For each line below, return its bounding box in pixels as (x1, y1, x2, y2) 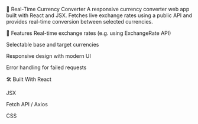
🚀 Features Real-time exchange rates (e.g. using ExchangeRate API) (6, 30, 171, 37)
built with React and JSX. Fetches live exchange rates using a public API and (6, 12, 193, 19)
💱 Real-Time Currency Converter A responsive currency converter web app (6, 6, 190, 12)
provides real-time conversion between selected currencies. (6, 18, 153, 25)
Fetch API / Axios (6, 101, 48, 107)
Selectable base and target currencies (6, 41, 99, 48)
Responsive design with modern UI (6, 53, 92, 59)
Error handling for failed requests (6, 64, 87, 71)
